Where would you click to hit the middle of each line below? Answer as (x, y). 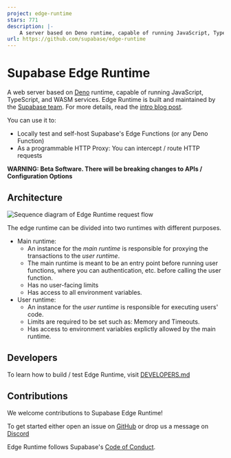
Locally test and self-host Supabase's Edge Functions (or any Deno (112, 134)
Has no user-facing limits (63, 285)
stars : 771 (23, 20)
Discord (18, 433)
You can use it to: (32, 121)
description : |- (30, 26)
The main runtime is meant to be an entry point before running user (123, 263)
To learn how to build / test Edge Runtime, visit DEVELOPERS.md (99, 374)
